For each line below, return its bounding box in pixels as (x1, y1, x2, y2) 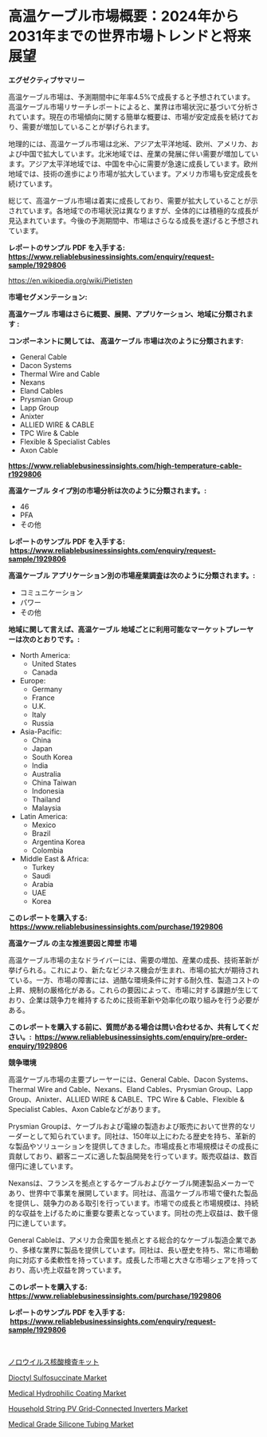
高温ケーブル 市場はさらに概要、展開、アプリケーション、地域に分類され (8, 309, 247, 319)
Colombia (31, 845, 64, 855)
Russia (31, 718, 54, 727)
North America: (19, 650, 70, 659)
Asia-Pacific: (19, 726, 62, 736)
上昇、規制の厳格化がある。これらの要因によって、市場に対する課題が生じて (8, 985, 259, 995)
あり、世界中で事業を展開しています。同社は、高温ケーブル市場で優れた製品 (8, 1188, 258, 1197)
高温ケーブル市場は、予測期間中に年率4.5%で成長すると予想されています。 (8, 92, 255, 101)
